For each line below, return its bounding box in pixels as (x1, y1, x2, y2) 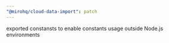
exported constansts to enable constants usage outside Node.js (6, 25, 164, 32)
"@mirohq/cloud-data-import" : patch (6, 8, 97, 15)
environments (6, 31, 40, 38)
